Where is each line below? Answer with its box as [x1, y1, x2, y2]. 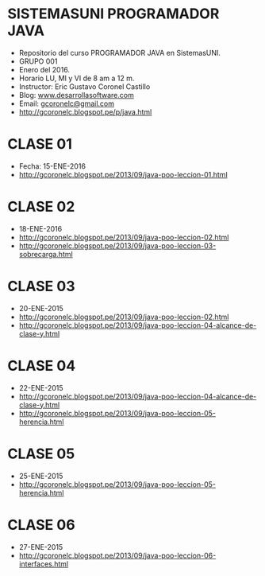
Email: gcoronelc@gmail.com [18, 99, 115, 108]
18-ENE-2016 [18, 224, 63, 233]
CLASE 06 [7, 516, 76, 534]
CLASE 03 [7, 278, 75, 295]
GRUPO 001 [18, 56, 58, 66]
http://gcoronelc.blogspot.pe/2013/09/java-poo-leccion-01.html [18, 169, 228, 179]
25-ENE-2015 [18, 471, 63, 481]
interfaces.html [18, 558, 69, 569]
